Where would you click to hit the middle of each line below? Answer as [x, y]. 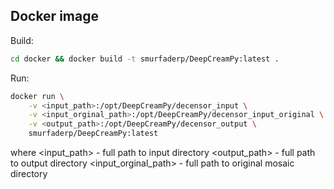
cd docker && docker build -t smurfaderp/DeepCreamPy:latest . [145, 59]
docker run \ [37, 96]
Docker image [54, 16]
